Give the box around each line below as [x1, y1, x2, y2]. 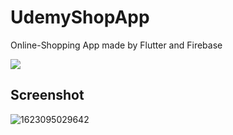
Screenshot [10, 87, 85, 104]
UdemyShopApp [10, 6, 150, 29]
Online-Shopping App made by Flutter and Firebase [10, 39, 223, 51]
